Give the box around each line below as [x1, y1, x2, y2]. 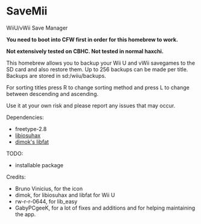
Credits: [6, 173, 26, 181]
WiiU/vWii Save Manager [6, 24, 68, 31]
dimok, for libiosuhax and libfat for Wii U [14, 191, 115, 199]
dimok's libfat [14, 138, 49, 146]
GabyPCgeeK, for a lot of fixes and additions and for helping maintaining [14, 204, 195, 211]
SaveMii [6, 4, 48, 18]
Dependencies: [6, 114, 44, 121]
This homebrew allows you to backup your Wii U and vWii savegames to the [6, 59, 195, 66]
